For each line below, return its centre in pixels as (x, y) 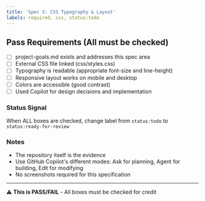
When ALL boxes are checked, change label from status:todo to (87, 121)
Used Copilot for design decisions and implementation (83, 91)
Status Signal (27, 107)
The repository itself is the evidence (60, 155)
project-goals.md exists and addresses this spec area (83, 57)
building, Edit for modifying (49, 168)
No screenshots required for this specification (73, 175)
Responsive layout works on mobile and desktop (76, 77)
